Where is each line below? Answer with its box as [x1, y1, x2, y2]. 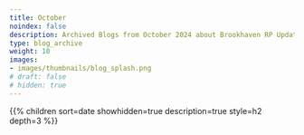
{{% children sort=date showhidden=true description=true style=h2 [9, 105, 262, 116]
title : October [9, 13, 67, 23]
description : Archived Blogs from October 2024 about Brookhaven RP [9, 30, 273, 39]
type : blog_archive [9, 38, 83, 48]
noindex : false [9, 22, 67, 31]
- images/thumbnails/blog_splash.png [9, 64, 152, 73]
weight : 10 [9, 47, 51, 56]
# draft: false [9, 72, 67, 82]
